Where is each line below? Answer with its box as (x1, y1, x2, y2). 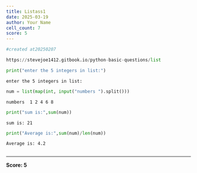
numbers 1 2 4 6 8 (6, 99, 54, 105)
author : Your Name (6, 19, 51, 25)
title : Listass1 (6, 8, 46, 15)
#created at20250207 (6, 46, 57, 53)
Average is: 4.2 (6, 141, 46, 147)
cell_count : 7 (6, 25, 41, 31)
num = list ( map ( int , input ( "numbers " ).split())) (6, 89, 130, 94)
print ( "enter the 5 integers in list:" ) (6, 67, 107, 73)
